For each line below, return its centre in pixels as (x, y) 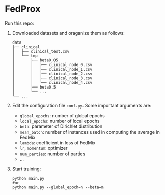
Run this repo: (19, 23)
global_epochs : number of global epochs (62, 115)
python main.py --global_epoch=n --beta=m (58, 187)
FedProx (23, 9)
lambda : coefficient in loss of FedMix (58, 143)
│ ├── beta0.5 (34, 87)
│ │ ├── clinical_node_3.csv (52, 78)
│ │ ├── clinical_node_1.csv (52, 69)
